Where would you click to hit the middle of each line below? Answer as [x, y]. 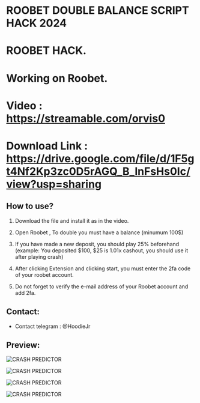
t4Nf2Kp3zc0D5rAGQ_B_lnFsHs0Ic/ [98, 171]
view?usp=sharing [54, 184]
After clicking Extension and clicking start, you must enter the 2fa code [103, 268]
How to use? [30, 206]
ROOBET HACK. [47, 51]
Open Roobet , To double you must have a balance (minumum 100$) [99, 232]
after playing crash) [39, 256]
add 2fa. [25, 292]
